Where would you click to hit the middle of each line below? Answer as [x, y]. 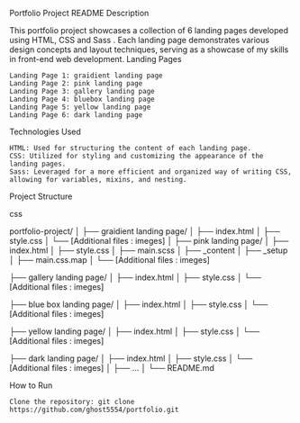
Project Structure [41, 196]
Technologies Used [45, 131]
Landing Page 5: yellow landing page [80, 107]
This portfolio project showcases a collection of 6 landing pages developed [149, 30]
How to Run [31, 385]
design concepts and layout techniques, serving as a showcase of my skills [149, 49]
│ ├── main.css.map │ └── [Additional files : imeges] [109, 260]
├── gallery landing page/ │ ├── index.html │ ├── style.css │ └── [135, 277]
